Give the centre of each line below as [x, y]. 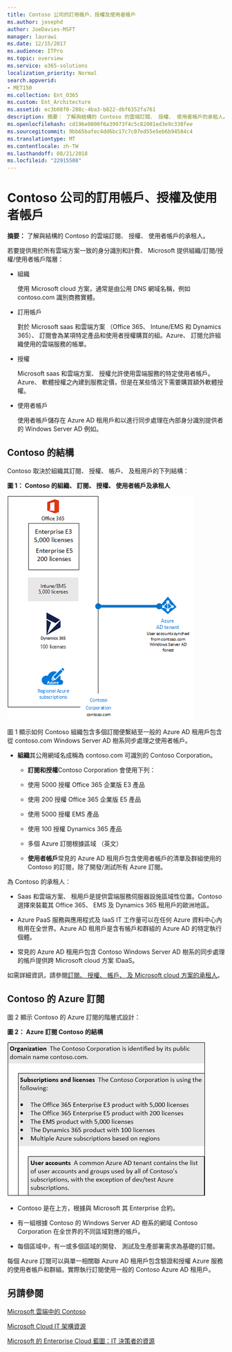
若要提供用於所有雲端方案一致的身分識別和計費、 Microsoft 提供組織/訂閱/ [112, 251]
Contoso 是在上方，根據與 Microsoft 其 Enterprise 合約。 [98, 1208]
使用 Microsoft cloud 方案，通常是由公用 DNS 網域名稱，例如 [104, 289]
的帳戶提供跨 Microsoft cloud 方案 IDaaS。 [78, 960]
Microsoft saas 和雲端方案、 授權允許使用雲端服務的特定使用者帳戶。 [115, 373]
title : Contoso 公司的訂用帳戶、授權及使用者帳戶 [71, 15]
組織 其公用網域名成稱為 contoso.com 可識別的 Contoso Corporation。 [116, 755]
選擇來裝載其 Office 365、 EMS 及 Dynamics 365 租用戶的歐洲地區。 [115, 905]
